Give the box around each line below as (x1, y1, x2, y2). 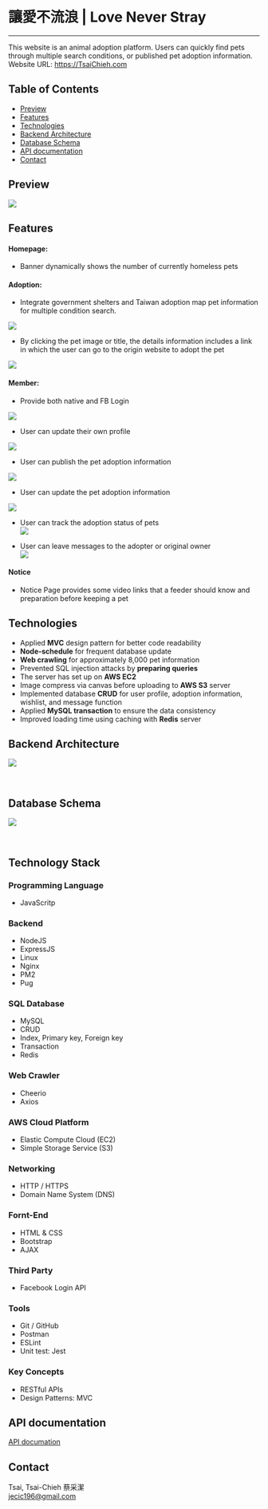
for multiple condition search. (19, 306, 117, 316)
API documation (8, 1437, 61, 1447)
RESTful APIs (19, 1385, 64, 1394)
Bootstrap (19, 1236, 53, 1246)
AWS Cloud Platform (8, 1116, 89, 1128)
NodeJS (19, 936, 47, 946)
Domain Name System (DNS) (19, 1190, 116, 1199)
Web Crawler (8, 1070, 60, 1081)
